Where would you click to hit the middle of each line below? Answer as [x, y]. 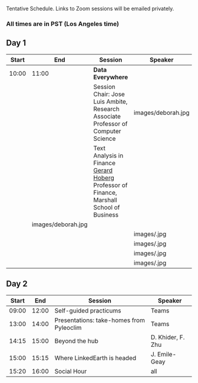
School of [107, 207]
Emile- [167, 354]
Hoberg [104, 178]
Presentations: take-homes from [100, 320]
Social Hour [71, 371]
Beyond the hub [76, 341]
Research [106, 109]
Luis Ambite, [110, 101]
